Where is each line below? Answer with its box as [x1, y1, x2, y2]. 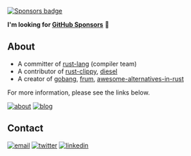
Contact [7, 122, 44, 134]
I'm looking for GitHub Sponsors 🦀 [7, 20, 109, 28]
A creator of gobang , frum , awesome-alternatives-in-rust [17, 74, 185, 83]
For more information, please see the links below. [7, 88, 150, 97]
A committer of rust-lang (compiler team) [17, 59, 137, 68]
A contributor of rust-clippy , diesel [17, 67, 118, 76]
